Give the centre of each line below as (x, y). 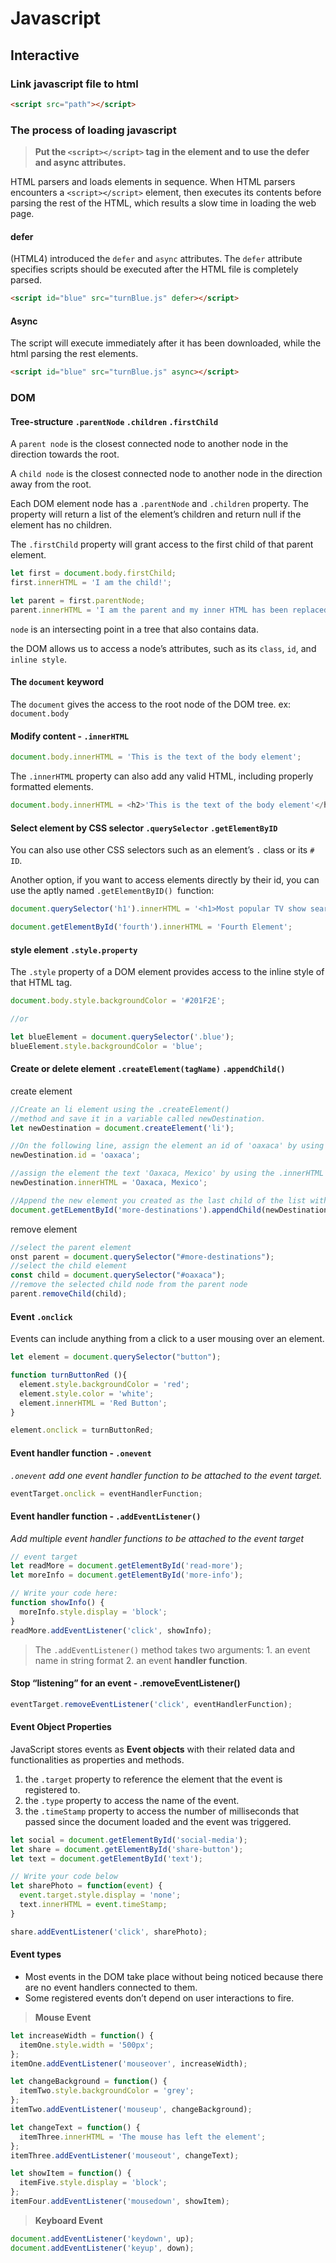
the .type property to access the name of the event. (132, 1800)
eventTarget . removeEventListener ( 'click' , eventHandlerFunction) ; (151, 1704)
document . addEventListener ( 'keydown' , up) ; (102, 2238)
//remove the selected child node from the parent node (129, 1285)
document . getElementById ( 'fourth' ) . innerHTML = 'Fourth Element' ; (151, 927)
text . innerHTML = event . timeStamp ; (93, 1905)
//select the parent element (71, 1247)
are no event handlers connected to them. (111, 1987)
